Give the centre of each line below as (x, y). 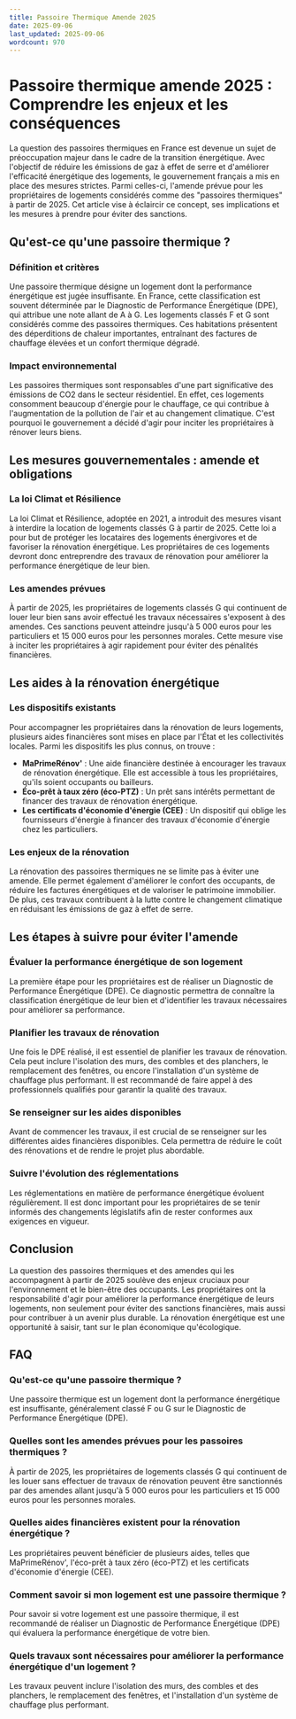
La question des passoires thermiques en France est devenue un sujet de (143, 148)
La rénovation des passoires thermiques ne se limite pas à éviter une (134, 871)
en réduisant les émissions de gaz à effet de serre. (101, 909)
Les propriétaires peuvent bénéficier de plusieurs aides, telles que (129, 1552)
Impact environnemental (63, 366)
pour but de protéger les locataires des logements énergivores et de (133, 537)
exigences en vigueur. (49, 1221)
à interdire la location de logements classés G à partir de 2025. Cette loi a (143, 527)
